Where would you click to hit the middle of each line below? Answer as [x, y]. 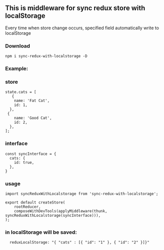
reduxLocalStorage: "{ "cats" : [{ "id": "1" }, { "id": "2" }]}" [80, 243]
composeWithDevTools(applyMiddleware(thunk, [61, 211]
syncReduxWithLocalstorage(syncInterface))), [53, 215]
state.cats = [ [21, 92]
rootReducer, [27, 207]
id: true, [24, 162]
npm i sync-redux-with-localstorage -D [46, 56]
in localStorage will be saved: [41, 232]
